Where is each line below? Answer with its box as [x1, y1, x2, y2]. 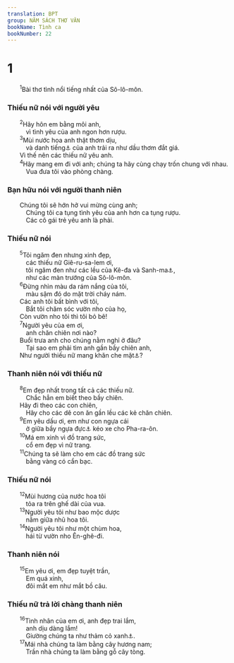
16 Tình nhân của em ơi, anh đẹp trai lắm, [20, 616, 136, 625]
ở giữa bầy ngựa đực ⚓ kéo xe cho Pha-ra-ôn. [25, 425, 159, 433]
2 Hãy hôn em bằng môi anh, [20, 119, 101, 128]
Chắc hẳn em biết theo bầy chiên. [25, 393, 124, 401]
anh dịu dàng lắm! [25, 623, 78, 633]
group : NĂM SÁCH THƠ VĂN [7, 17, 80, 24]
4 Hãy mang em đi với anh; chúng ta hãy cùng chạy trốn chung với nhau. [20, 158, 228, 168]
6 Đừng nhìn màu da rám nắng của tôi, [20, 281, 129, 291]
